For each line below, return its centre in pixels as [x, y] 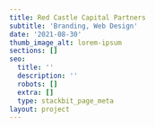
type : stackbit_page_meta [66, 101]
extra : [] [35, 92]
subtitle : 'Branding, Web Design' [74, 26]
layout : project [39, 109]
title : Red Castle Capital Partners [77, 17]
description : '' [47, 76]
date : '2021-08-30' [46, 34]
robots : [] [38, 84]
